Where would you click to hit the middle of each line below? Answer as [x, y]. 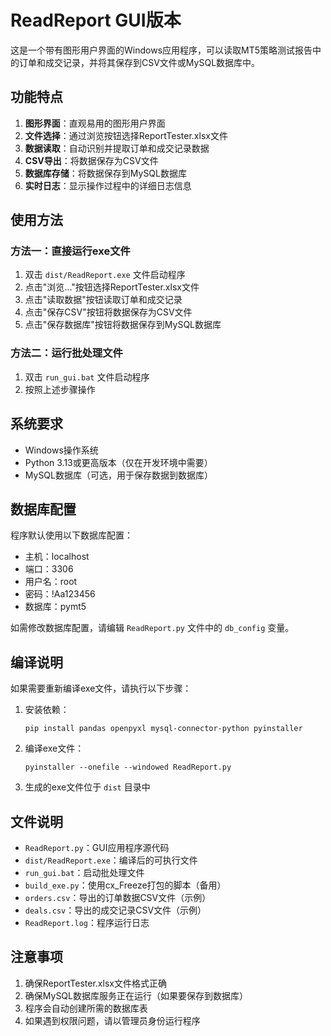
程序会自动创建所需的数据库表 [86, 1008]
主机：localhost [57, 557]
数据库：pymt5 [55, 607]
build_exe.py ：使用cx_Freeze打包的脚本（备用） [125, 885]
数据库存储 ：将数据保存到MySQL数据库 [105, 173]
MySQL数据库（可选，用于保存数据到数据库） [118, 475]
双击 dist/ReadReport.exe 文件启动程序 [105, 275]
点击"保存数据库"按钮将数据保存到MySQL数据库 [123, 325]
